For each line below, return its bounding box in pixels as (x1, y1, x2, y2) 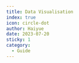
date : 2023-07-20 (6, 31, 50, 37)
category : (6, 43, 31, 49)
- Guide (11, 48, 31, 54)
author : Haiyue (6, 25, 44, 32)
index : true (6, 14, 36, 20)
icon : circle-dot (6, 20, 50, 26)
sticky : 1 (6, 37, 31, 43)
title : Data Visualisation (6, 8, 74, 15)
